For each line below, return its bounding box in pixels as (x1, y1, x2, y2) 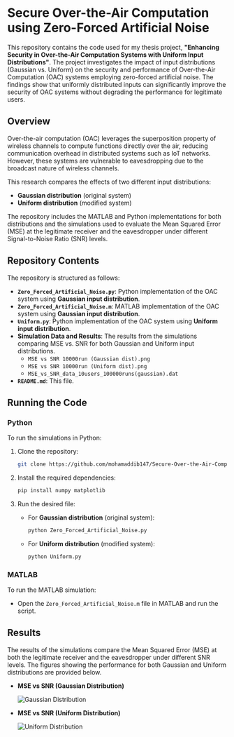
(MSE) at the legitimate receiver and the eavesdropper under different (7, 226, 208, 236)
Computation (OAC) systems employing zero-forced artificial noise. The (7, 72, 214, 81)
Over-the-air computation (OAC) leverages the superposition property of (7, 134, 217, 142)
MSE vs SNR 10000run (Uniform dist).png (27, 363, 147, 370)
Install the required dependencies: (17, 473, 117, 482)
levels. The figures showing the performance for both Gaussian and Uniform (7, 661, 227, 669)
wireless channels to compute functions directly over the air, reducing (7, 142, 208, 150)
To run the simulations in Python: (7, 433, 102, 442)
